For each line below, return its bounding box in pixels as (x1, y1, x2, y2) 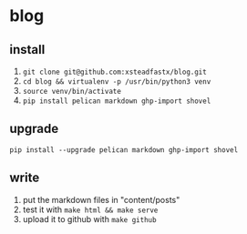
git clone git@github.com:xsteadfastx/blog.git (22, 67, 207, 76)
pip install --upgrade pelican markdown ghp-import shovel (9, 145, 239, 155)
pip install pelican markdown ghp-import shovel (22, 97, 211, 106)
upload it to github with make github (22, 213, 157, 224)
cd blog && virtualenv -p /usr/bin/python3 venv (22, 77, 211, 86)
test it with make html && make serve (22, 204, 159, 215)
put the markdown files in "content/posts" (22, 194, 180, 205)
